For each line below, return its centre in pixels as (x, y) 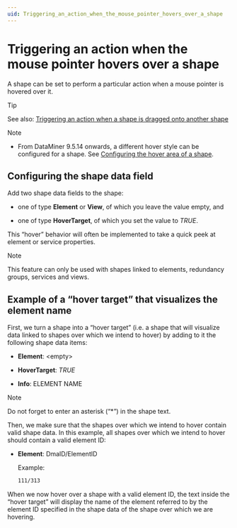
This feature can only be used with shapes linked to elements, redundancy (116, 270)
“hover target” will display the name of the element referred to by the (108, 502)
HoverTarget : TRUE (46, 370)
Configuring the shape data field (80, 176)
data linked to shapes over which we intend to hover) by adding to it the (112, 335)
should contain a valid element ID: (57, 440)
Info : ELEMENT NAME (50, 384)
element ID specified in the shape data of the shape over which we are (110, 510)
